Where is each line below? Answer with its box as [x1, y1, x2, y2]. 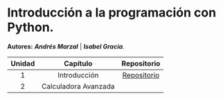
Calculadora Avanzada [41, 81, 116, 91]
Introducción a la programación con [7, 5, 217, 21]
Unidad [10, 59, 35, 68]
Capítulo [64, 59, 93, 68]
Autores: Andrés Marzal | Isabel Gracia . [7, 42, 125, 50]
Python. [7, 19, 54, 35]
